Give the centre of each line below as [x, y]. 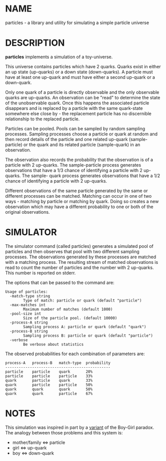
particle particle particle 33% [49, 376]
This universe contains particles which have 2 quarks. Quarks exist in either [83, 66]
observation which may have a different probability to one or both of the [79, 207]
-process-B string [29, 331]
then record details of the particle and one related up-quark [66, 139]
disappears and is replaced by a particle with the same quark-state [74, 108]
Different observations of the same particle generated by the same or [77, 191]
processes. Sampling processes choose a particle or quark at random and [81, 134]
